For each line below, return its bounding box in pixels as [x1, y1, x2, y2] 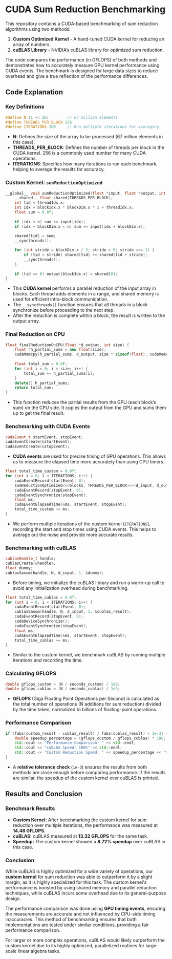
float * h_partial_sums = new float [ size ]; [14, 347, 106, 352]
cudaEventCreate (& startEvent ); [5, 439, 72, 444]
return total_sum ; [14, 385, 54, 390]
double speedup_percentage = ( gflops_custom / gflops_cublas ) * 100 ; [14, 736, 166, 741]
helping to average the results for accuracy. [12, 166, 105, 173]
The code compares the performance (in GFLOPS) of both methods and [5, 56, 157, 62]
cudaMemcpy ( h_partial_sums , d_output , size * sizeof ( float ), [14, 352, 147, 357]
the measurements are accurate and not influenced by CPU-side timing [5, 910, 156, 917]
